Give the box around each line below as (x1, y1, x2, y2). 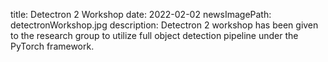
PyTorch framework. (10, 40, 95, 52)
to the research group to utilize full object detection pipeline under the (10, 30, 299, 41)
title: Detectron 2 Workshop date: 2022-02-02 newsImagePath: (10, 9, 272, 20)
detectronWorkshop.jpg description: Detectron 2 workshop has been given (10, 19, 319, 31)
